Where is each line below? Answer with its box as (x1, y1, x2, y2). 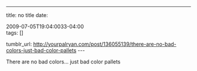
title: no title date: (6, 12, 48, 18)
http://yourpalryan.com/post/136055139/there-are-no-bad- (33, 40, 177, 48)
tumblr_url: (6, 40, 32, 48)
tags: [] (6, 29, 23, 36)
